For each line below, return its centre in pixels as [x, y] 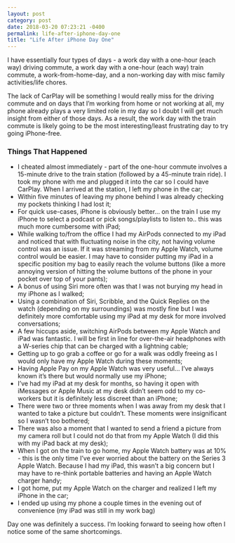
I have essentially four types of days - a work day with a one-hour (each [112, 60]
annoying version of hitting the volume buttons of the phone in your [115, 271]
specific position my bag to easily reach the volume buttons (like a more [121, 264]
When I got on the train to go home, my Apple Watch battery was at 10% [122, 451]
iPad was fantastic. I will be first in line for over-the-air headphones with [121, 339]
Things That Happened [47, 152]
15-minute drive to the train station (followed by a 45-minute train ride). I [122, 174]
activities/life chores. [38, 82]
